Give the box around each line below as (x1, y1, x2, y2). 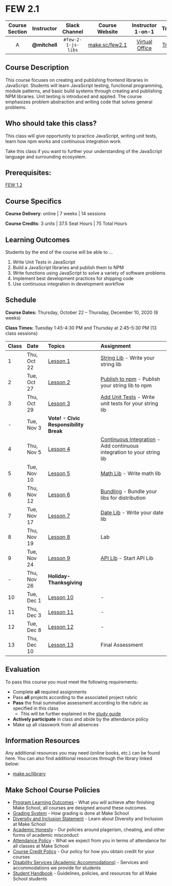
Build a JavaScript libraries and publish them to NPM (12, 265, 124, 270)
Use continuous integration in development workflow (12, 281, 124, 287)
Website (97, 28, 118, 35)
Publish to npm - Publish (100, 375, 160, 383)
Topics (48, 342, 65, 349)
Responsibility (48, 421, 84, 428)
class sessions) (5, 330, 38, 336)
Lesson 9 (48, 554, 71, 561)
